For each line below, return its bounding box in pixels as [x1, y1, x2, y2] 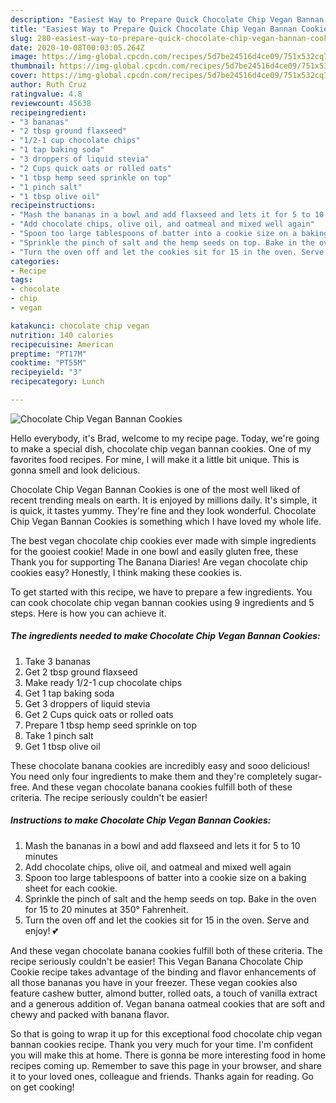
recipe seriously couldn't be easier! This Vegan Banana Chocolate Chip [10, 955, 304, 967]
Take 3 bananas [24, 655, 91, 667]
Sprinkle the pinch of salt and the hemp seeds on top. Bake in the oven [24, 892, 317, 905]
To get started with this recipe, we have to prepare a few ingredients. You [10, 586, 313, 598]
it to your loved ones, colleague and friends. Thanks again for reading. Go [10, 1070, 314, 1082]
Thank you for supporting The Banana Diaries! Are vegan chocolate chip [10, 556, 308, 568]
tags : [10, 275, 33, 285]
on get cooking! [10, 1081, 75, 1093]
